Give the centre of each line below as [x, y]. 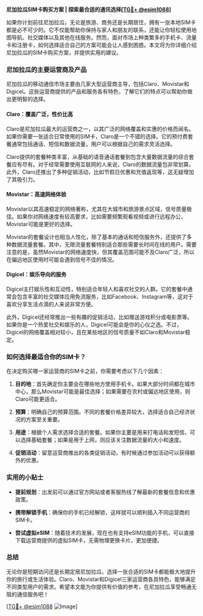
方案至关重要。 [44, 420]
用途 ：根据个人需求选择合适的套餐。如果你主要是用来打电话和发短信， [102, 432]
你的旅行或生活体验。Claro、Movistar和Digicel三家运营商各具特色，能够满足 [101, 579]
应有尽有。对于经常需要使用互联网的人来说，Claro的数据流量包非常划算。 [103, 164]
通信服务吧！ [33, 594]
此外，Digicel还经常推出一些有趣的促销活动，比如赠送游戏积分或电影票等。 [100, 317]
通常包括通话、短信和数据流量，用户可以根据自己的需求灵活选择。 [93, 144]
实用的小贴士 [25, 478]
